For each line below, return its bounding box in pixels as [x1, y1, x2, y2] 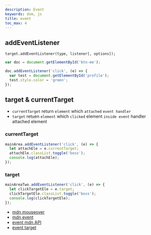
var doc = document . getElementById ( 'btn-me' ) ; [5, 60, 101, 65]
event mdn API [12, 219, 42, 225]
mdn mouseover [12, 209, 45, 215]
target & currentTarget [5, 95, 74, 104]
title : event [5, 16, 31, 21]
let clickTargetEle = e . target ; [9, 187, 75, 192]
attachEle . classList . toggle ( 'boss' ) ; [9, 151, 86, 156]
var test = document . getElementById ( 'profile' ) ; [9, 73, 109, 78]
